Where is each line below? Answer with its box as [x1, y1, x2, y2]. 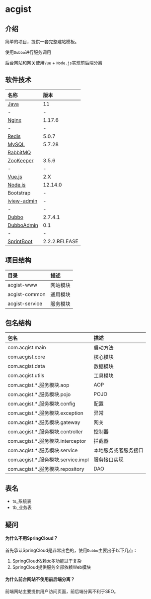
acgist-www [7, 281, 38, 288]
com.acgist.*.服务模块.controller [7, 428, 83, 435]
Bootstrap [7, 189, 31, 196]
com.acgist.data [7, 363, 45, 370]
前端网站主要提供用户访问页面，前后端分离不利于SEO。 [5, 589, 119, 595]
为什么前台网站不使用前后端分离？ [5, 576, 75, 583]
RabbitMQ [7, 149, 31, 156]
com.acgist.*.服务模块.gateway [7, 419, 80, 426]
